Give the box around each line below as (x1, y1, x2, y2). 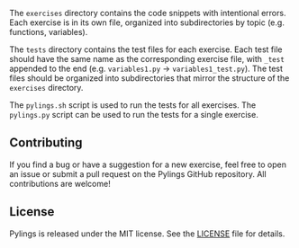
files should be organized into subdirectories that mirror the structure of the (9, 73, 290, 84)
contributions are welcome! (9, 178, 111, 189)
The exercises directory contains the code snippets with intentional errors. (9, 8, 286, 18)
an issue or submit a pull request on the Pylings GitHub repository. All (9, 168, 267, 179)
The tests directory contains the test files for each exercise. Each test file (9, 44, 283, 55)
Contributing (9, 135, 83, 151)
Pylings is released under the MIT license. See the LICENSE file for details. (9, 228, 285, 239)
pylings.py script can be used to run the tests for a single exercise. (9, 110, 258, 120)
